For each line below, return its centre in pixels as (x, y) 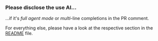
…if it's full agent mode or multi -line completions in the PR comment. (77, 18)
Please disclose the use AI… (41, 7)
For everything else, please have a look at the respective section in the (79, 28)
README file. (19, 33)
